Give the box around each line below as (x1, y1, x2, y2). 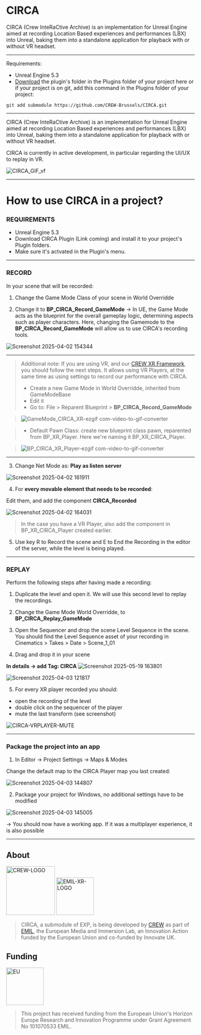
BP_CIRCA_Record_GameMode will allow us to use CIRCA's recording (14, 325, 188, 332)
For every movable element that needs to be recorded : (14, 485, 153, 492)
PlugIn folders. (14, 241, 51, 249)
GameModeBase (29, 391, 71, 398)
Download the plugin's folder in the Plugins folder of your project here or (14, 77, 194, 85)
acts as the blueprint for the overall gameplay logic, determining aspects (14, 312, 193, 319)
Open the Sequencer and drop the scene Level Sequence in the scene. (14, 627, 190, 634)
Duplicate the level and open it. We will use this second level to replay (14, 591, 187, 598)
